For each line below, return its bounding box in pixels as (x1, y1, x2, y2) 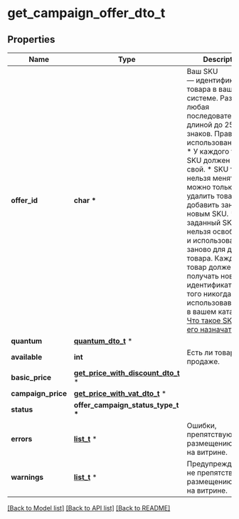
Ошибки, (186, 421, 217, 430)
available (11, 352, 43, 362)
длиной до (186, 120, 223, 130)
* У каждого (186, 147, 230, 156)
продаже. (186, 357, 221, 366)
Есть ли (186, 347, 213, 357)
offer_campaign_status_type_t (73, 400, 179, 410)
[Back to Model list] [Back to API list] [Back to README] (7, 504, 171, 512)
